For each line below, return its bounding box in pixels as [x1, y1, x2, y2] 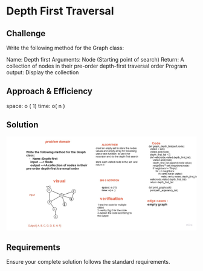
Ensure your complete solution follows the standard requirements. [6, 258, 170, 265]
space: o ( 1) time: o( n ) [6, 102, 65, 109]
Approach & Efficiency [6, 86, 92, 97]
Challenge [6, 28, 46, 39]
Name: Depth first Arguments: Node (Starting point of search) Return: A [6, 56, 184, 63]
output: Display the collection [6, 69, 79, 76]
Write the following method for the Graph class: [6, 44, 124, 51]
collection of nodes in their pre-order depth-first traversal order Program [6, 62, 187, 69]
